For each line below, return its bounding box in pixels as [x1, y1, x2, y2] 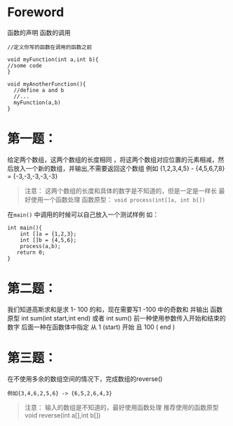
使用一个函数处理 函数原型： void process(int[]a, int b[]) [30, 195, 206, 204]
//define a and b [13, 86, 65, 93]
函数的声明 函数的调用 [7, 28, 71, 37]
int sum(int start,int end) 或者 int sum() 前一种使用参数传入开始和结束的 [20, 314, 226, 322]
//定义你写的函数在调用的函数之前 [7, 44, 93, 51]
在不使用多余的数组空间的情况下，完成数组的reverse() [7, 374, 163, 383]
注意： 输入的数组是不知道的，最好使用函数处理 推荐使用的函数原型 [24, 403, 219, 411]
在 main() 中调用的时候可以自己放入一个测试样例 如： [7, 210, 159, 219]
